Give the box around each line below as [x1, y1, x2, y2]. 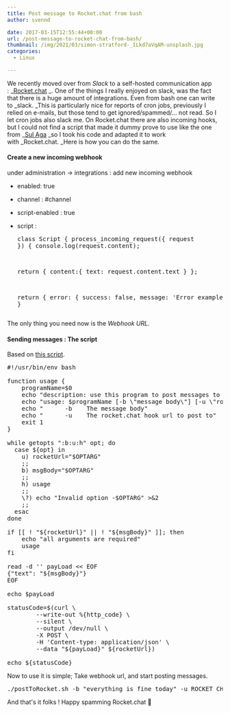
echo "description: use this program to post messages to [21, 391, 220, 399]
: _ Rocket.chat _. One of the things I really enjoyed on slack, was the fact [7, 87, 212, 95]
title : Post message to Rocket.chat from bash [7, 10, 142, 17]
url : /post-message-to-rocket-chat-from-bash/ [7, 35, 142, 42]
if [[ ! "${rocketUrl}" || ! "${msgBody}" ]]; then [7, 528, 185, 536]
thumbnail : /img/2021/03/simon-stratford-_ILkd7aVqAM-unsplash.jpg [7, 42, 204, 49]
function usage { [7, 377, 65, 385]
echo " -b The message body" [21, 405, 149, 413]
